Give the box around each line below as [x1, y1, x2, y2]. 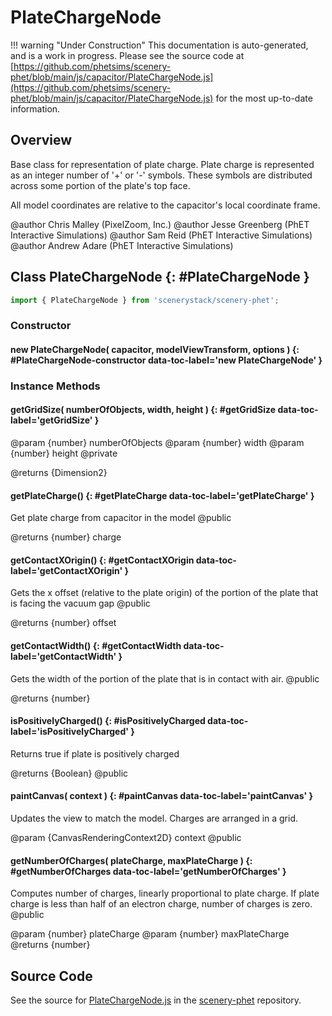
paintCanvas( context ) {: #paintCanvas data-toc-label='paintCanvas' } [10, 790, 314, 802]
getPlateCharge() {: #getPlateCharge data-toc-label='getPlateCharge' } [10, 489, 315, 501]
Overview [10, 132, 73, 149]
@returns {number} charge [10, 531, 122, 543]
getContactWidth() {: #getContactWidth [10, 640, 182, 652]
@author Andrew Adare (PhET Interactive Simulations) [10, 239, 234, 251]
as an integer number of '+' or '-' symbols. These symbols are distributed [10, 169, 313, 181]
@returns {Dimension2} [10, 467, 108, 479]
